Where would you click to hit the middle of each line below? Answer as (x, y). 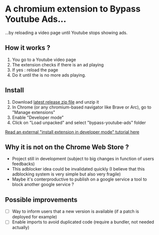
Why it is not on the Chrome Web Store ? (67, 147)
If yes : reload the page (35, 70)
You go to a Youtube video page (44, 60)
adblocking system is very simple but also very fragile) (66, 174)
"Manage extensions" (34, 112)
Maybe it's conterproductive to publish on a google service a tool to (79, 179)
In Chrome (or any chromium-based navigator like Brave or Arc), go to (82, 107)
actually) (21, 227)
